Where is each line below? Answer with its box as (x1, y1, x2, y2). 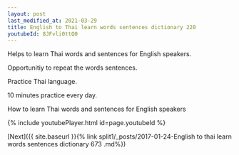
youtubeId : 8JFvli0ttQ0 (7, 30, 78, 38)
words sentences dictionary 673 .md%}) (7, 140, 126, 149)
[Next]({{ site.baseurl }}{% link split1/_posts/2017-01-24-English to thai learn (7, 132, 232, 141)
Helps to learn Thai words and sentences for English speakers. (7, 50, 192, 58)
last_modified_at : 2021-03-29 (7, 17, 98, 24)
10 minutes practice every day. (7, 91, 98, 100)
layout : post (7, 10, 46, 18)
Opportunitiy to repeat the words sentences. (7, 63, 138, 72)
